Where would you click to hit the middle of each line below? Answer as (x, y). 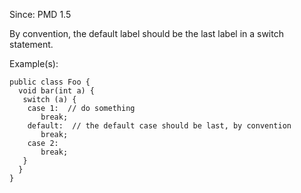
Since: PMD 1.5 (40, 14)
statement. (31, 44)
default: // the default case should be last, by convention (159, 126)
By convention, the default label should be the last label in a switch (146, 33)
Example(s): (34, 63)
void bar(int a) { (57, 91)
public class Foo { (50, 82)
